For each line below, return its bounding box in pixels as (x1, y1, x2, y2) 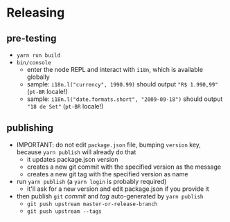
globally (26, 73, 50, 81)
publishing (6, 122, 53, 134)
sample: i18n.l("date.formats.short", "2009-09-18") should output (26, 95, 223, 103)
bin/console (16, 59, 51, 66)
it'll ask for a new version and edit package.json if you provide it (26, 185, 209, 193)
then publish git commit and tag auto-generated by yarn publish (16, 192, 204, 200)
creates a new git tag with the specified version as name (26, 169, 188, 178)
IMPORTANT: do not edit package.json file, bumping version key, (16, 140, 202, 149)
